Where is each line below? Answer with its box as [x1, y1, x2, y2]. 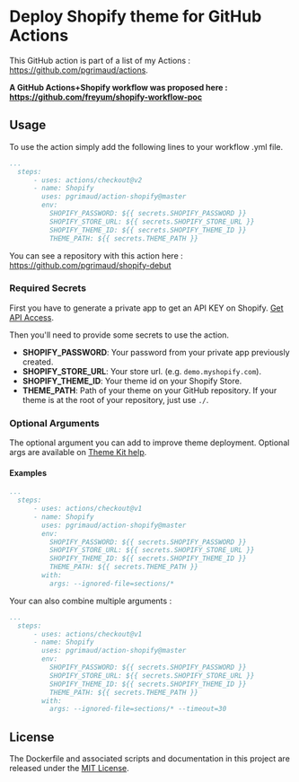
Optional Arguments [9, 417, 101, 429]
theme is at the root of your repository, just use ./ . [22, 394, 209, 405]
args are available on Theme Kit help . [9, 447, 147, 458]
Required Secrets [9, 282, 87, 294]
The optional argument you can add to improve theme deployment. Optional [9, 437, 290, 448]
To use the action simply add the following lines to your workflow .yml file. [9, 141, 284, 152]
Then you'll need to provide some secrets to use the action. [9, 329, 230, 340]
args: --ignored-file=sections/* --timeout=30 [48, 705, 227, 714]
